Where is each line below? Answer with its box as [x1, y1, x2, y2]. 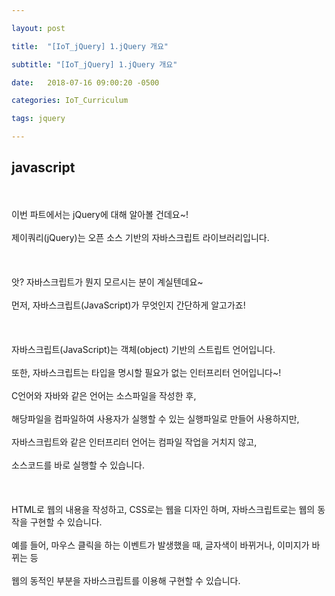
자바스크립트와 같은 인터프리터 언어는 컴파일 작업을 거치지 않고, [11, 436, 258, 448]
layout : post [11, 23, 66, 33]
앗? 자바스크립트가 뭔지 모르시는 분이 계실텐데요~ [11, 276, 204, 288]
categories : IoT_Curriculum [11, 96, 129, 106]
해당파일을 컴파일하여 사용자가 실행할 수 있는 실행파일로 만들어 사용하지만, [11, 412, 300, 425]
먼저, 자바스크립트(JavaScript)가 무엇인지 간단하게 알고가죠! [11, 299, 246, 311]
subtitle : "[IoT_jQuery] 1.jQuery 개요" [11, 59, 178, 70]
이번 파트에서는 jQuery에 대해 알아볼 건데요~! [11, 208, 189, 220]
